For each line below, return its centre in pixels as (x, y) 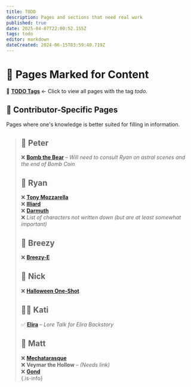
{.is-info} (32, 378)
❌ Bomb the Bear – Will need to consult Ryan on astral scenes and (103, 157)
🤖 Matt (33, 344)
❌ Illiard (31, 204)
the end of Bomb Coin (48, 164)
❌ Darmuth (35, 211)
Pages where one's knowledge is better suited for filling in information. (93, 124)
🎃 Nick (33, 276)
